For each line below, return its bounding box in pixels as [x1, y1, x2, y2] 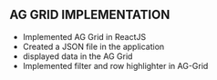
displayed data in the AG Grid [22, 50, 133, 62]
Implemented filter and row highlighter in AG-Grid [22, 60, 209, 71]
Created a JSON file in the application [22, 41, 165, 52]
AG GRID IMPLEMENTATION [9, 7, 170, 23]
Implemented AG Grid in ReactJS [22, 31, 147, 42]
